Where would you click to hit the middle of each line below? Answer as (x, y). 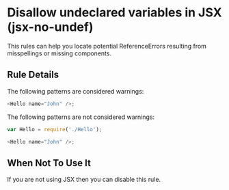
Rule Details (33, 75)
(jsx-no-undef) (50, 27)
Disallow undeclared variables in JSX (114, 13)
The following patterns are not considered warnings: (81, 117)
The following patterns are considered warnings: (76, 91)
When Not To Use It (49, 163)
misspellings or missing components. (59, 53)
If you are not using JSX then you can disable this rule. (84, 180)
